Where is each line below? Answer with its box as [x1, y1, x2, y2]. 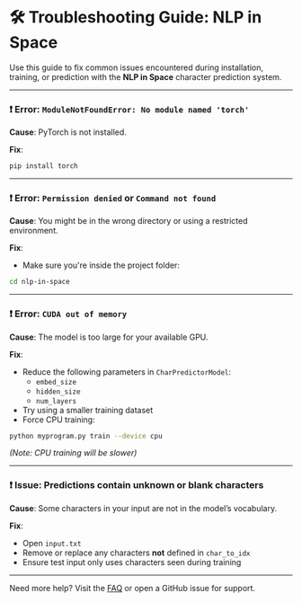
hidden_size [35, 387, 81, 396]
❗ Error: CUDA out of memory [9, 307, 128, 320]
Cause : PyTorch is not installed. [9, 127, 128, 137]
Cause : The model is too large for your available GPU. [9, 332, 209, 342]
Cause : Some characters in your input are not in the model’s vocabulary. [9, 502, 277, 513]
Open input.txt [22, 537, 82, 548]
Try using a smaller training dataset [22, 404, 154, 415]
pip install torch [9, 162, 78, 171]
